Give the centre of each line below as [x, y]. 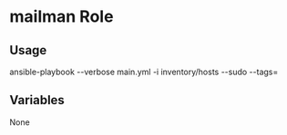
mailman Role [61, 17]
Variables [37, 100]
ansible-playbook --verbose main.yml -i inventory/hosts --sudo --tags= [144, 72]
